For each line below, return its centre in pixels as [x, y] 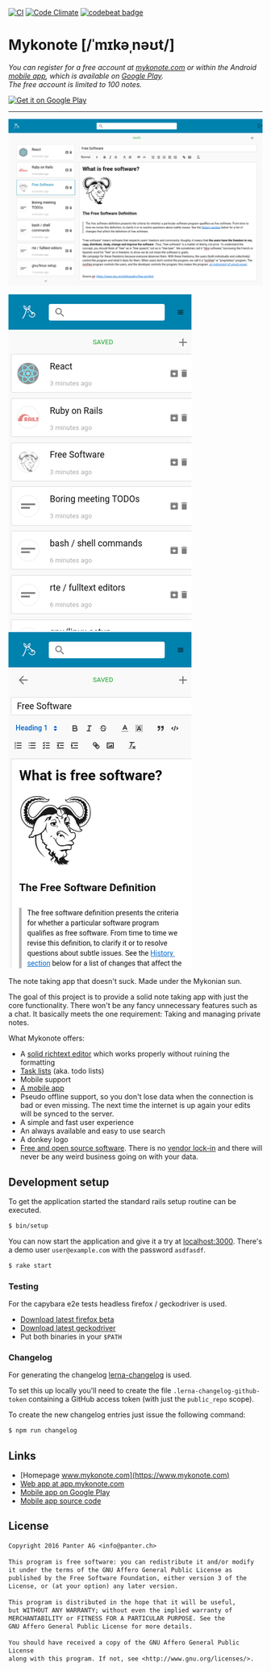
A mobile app [42, 1088]
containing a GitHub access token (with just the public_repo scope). [141, 1399]
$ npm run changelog [43, 1431]
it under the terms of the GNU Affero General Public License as [120, 1570]
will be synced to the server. [67, 1114]
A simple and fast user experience [77, 1123]
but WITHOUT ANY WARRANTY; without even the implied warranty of [120, 1610]
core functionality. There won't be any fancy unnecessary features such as [133, 1006]
